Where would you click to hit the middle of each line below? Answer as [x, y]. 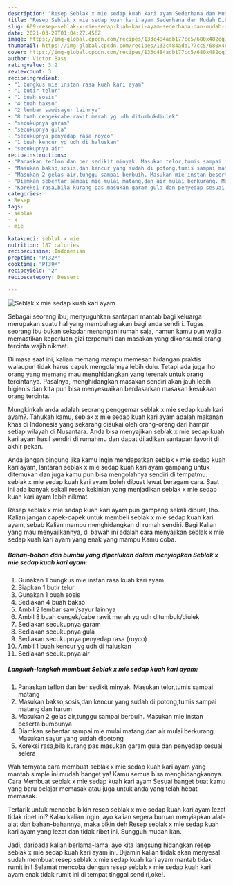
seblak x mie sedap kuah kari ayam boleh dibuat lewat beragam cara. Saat [114, 481]
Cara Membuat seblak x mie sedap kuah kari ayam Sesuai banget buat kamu [117, 781]
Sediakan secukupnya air [54, 653]
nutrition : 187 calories [44, 245]
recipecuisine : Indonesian [47, 251]
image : [17, 39]
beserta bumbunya [45, 724]
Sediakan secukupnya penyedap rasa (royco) [82, 638]
